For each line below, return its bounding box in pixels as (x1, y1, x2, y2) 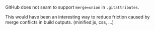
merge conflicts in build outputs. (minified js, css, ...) (5, 19, 114, 25)
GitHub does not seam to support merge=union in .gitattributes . (5, 4, 139, 10)
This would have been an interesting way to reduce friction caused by (5, 14, 150, 19)
